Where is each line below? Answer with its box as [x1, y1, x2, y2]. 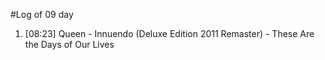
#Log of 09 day [10, 9, 74, 20]
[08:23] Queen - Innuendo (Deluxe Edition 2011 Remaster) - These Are [24, 28, 315, 39]
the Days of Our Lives [24, 39, 115, 50]
